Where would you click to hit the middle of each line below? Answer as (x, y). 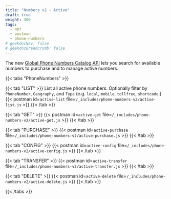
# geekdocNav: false (27, 44)
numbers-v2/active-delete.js (36, 182)
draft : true (18, 15)
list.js (14, 105)
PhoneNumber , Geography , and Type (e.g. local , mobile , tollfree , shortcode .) (83, 93)
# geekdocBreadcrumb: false (35, 48)
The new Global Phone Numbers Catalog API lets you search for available (83, 63)
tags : (11, 24)
